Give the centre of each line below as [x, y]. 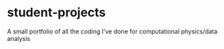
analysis [19, 38]
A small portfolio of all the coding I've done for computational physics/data [112, 31]
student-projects [57, 13]
